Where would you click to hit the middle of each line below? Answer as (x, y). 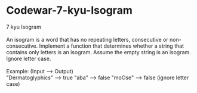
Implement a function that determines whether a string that (111, 46)
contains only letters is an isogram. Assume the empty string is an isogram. (98, 52)
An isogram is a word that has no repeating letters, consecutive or (87, 39)
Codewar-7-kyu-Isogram (69, 10)
